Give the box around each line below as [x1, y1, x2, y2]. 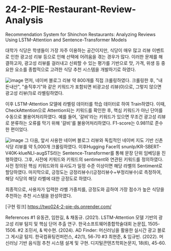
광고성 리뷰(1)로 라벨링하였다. [5, 90, 64, 96]
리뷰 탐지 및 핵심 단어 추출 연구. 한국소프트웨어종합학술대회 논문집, [14, 220, 147, 227]
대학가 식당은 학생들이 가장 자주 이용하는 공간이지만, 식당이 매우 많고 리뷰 [5, 47, 151, 53]
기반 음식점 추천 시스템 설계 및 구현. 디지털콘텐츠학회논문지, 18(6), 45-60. [18, 240, 166, 246]
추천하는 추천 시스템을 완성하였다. [5, 192, 72, 198]
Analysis [5, 14, 43, 26]
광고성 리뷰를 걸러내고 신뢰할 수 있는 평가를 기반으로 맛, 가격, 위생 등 [24, 60, 160, 66]
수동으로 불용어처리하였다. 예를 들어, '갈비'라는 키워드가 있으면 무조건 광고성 [5, 113, 157, 119]
